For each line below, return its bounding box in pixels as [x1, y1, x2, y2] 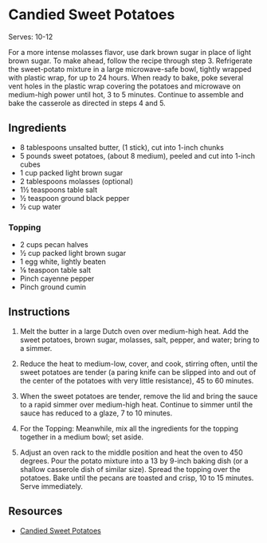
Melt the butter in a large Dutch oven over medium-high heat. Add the [19, 326, 249, 336]
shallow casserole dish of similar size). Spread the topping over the [19, 464, 241, 474]
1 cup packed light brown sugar [19, 167, 124, 177]
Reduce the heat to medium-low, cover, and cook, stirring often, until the [19, 359, 258, 368]
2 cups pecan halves [19, 240, 89, 250]
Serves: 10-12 [8, 32, 53, 41]
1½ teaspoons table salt [19, 185, 98, 195]
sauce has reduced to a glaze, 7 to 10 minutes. [19, 408, 173, 418]
